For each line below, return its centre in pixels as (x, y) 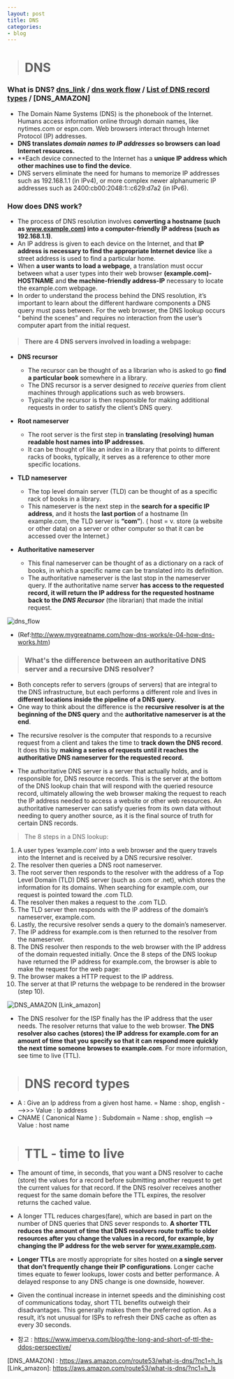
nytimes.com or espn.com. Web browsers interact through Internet (113, 128)
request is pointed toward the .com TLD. (75, 894)
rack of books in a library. (64, 499)
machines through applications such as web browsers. (106, 393)
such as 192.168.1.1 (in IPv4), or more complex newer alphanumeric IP (117, 180)
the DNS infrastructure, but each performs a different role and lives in (117, 692)
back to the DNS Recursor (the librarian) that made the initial (115, 600)
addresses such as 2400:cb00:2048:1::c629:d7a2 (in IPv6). (103, 188)
